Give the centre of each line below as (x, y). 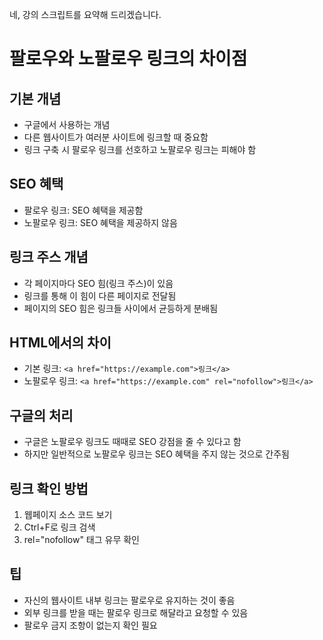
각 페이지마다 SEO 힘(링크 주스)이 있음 (98, 283)
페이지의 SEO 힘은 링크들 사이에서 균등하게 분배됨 (121, 308)
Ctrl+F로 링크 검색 (59, 527)
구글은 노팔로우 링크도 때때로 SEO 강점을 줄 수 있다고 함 (132, 442)
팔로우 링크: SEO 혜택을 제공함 (83, 210)
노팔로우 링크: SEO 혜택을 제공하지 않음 (100, 222)
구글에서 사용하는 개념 (67, 124)
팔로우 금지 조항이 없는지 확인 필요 (90, 625)
